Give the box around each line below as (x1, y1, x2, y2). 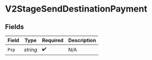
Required (42, 37, 64, 44)
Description (68, 37, 96, 44)
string (23, 46, 38, 53)
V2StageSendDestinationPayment (5, 3, 148, 15)
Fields (5, 23, 24, 31)
